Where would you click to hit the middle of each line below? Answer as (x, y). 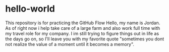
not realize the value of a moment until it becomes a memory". (70, 44)
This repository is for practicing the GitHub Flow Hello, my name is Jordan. (83, 23)
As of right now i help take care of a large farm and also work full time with (83, 28)
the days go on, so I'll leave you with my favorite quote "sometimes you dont (85, 39)
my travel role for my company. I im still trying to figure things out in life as (82, 33)
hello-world (30, 9)
